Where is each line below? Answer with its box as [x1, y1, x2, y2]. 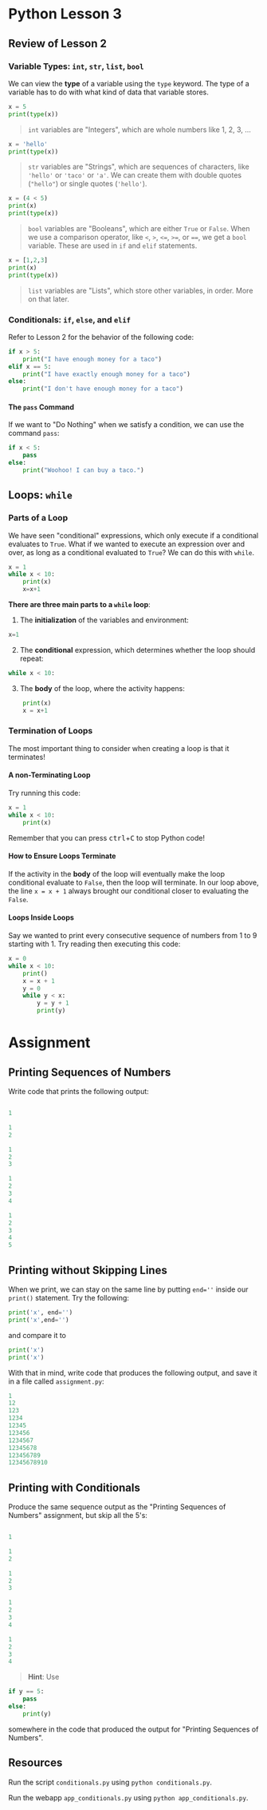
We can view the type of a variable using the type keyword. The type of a [8, 78, 249, 88]
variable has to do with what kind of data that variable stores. [8, 87, 210, 97]
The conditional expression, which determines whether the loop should [19, 645, 256, 654]
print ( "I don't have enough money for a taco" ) [22, 385, 183, 393]
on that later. [27, 294, 69, 304]
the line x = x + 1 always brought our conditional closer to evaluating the [8, 885, 249, 896]
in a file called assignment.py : [8, 1376, 105, 1386]
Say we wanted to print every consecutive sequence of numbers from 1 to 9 [8, 931, 257, 941]
